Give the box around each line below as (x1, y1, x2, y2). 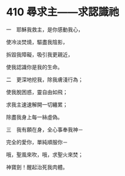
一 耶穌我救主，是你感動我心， (6, 26, 83, 33)
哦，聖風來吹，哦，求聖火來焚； (6, 151, 83, 158)
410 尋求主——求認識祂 (6, 5, 119, 19)
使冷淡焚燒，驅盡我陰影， (6, 38, 68, 45)
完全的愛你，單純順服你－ (6, 138, 68, 145)
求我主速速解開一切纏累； (6, 101, 68, 108)
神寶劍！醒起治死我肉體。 (6, 163, 68, 171)
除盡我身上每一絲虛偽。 (6, 113, 63, 121)
